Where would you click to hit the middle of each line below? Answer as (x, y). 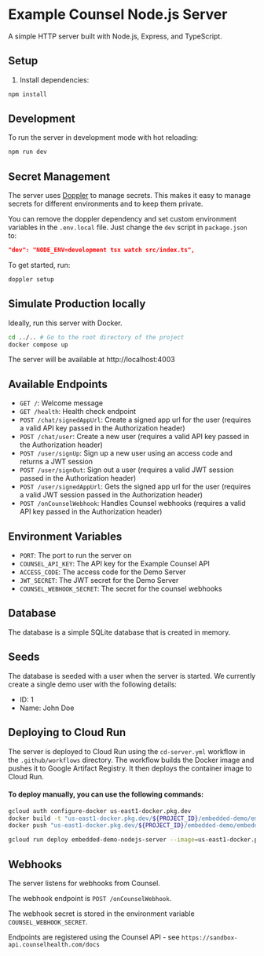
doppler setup (31, 280)
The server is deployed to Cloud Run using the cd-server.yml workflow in (127, 751)
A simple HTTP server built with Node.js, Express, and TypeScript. (115, 36)
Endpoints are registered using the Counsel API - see (94, 937)
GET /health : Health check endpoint (77, 412)
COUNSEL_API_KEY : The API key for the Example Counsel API (114, 564)
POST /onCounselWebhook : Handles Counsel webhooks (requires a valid (132, 504)
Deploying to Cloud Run (67, 733)
